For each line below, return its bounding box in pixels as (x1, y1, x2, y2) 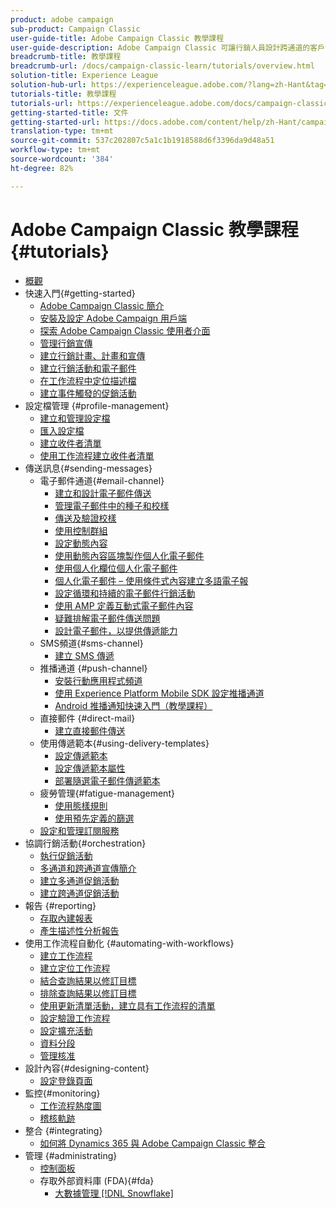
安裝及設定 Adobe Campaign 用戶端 (39, 312, 187, 324)
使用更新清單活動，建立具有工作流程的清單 (39, 999, 216, 1011)
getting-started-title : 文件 (10, 107, 129, 118)
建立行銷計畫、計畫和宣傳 (39, 349, 146, 361)
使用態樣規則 (54, 799, 108, 811)
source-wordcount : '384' (10, 154, 114, 164)
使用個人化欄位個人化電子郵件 (54, 562, 178, 574)
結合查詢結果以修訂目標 (39, 974, 137, 986)
